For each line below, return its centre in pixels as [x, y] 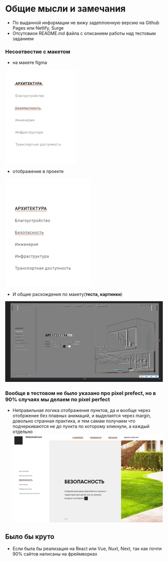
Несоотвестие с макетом [38, 52]
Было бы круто [30, 537]
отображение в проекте [38, 172]
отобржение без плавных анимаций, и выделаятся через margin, [82, 415]
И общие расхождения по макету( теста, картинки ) [67, 295]
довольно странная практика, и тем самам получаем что [74, 421]
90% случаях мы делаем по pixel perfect [57, 399]
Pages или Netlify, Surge [38, 28]
